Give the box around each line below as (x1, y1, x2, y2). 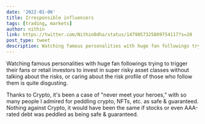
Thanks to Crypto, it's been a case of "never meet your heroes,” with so (6, 91, 187, 98)
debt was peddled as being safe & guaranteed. (21, 111, 138, 118)
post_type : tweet (6, 37, 51, 43)
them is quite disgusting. (6, 79, 68, 86)
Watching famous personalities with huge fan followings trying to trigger (6, 59, 188, 67)
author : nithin (6, 26, 45, 32)
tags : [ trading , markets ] (6, 20, 72, 26)
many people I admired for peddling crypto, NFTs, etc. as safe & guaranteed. (6, 97, 199, 104)
